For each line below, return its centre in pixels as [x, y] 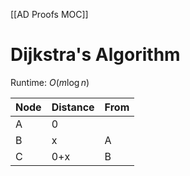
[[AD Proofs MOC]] [49, 14]
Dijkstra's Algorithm [95, 55]
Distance [73, 107]
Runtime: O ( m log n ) [50, 82]
